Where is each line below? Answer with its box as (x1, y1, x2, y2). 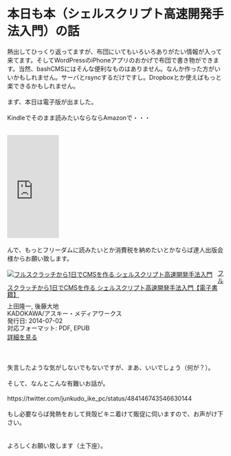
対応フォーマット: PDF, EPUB (7, 323, 90, 332)
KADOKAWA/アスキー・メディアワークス (7, 309, 122, 317)
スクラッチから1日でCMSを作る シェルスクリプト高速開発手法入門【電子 (7, 283, 212, 292)
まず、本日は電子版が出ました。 (7, 98, 98, 106)
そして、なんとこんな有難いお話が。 (7, 379, 109, 388)
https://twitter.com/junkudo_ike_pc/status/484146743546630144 (7, 394, 192, 402)
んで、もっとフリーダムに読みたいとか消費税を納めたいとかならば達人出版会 (7, 245, 223, 254)
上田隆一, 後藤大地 (7, 302, 59, 310)
